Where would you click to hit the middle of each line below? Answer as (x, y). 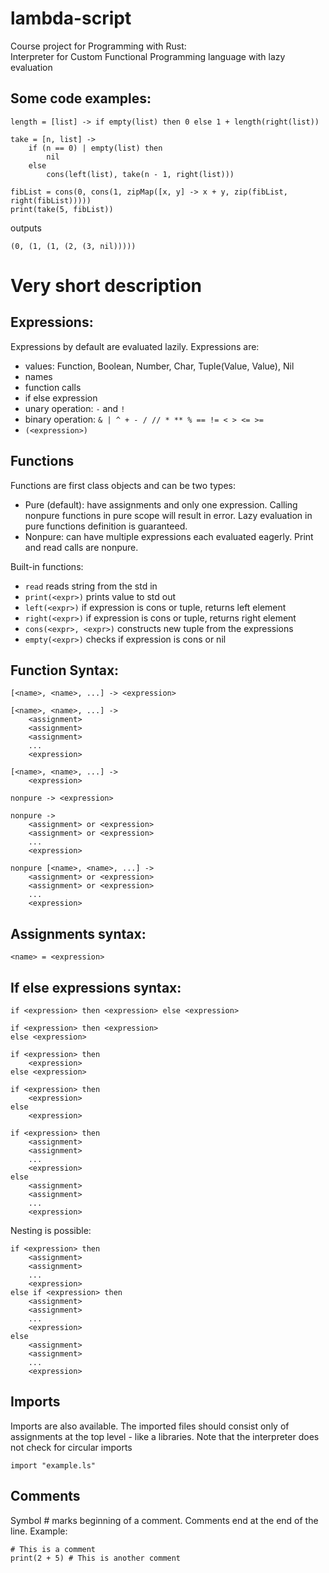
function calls (53, 387)
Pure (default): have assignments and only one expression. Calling (161, 504)
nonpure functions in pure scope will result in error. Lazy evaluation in (168, 515)
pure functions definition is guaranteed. (106, 526)
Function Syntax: (65, 670)
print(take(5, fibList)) (62, 209)
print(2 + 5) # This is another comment (96, 1558)
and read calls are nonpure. (81, 547)
